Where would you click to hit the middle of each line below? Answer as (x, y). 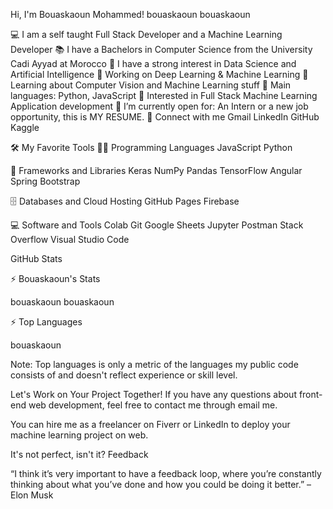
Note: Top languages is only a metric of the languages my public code (154, 364)
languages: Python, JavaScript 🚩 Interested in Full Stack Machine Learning (164, 95)
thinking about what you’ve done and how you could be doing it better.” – (161, 484)
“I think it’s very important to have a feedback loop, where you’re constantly (166, 473)
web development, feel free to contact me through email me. (153, 405)
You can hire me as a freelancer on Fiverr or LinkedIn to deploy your (150, 424)
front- (310, 394)
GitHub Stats (36, 258)
